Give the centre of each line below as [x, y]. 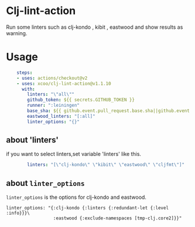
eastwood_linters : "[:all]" [61, 116]
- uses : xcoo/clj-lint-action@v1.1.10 [64, 83]
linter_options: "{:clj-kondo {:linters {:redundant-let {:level [87, 208]
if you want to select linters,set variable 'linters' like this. [74, 154]
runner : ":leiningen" [54, 106]
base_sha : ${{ [44, 111]
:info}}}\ [18, 213]
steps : [25, 72]
